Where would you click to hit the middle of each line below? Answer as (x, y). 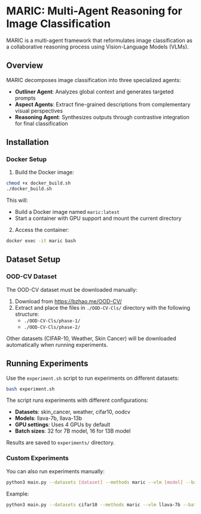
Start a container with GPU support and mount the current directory (98, 218)
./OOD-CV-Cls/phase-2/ (52, 327)
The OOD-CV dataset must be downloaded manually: (72, 289)
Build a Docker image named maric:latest (67, 212)
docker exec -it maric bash (41, 241)
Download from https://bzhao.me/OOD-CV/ (68, 301)
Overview (25, 66)
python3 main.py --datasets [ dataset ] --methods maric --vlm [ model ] (95, 482)
